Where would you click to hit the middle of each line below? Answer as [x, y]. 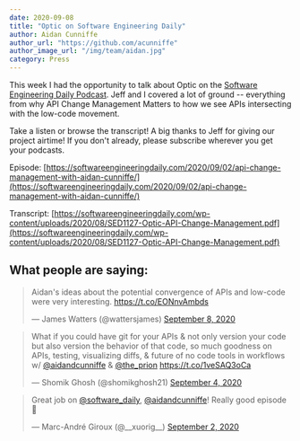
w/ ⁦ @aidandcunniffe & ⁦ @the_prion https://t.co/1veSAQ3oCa [141, 365]
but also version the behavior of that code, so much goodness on [152, 346]
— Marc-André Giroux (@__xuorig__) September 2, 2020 [135, 427]
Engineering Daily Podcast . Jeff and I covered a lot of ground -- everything [147, 94]
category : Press [39, 59]
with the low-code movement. [64, 114]
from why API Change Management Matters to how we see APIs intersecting [150, 104]
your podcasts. [37, 150]
